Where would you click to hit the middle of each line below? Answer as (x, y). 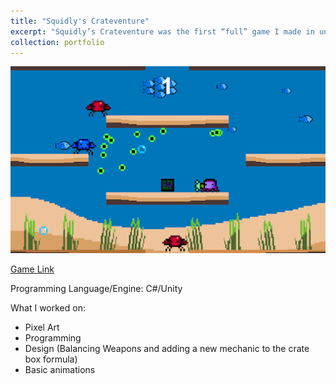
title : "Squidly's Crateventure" (80, 21)
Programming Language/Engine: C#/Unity (96, 288)
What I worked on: (48, 307)
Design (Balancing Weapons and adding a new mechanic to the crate (167, 348)
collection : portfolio (57, 42)
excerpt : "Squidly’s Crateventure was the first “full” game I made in (162, 31)
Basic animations (60, 369)
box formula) (51, 359)
